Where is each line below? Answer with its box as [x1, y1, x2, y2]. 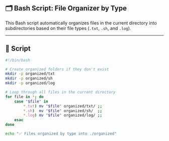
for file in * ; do [5, 94, 44, 99]
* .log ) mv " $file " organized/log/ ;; [23, 113, 102, 118]
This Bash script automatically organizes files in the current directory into [5, 19, 157, 26]
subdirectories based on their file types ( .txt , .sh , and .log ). [5, 25, 131, 31]
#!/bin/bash [5, 57, 30, 62]
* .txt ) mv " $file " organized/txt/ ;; [23, 103, 102, 108]
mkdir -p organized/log [5, 80, 55, 86]
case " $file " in [14, 99, 49, 104]
